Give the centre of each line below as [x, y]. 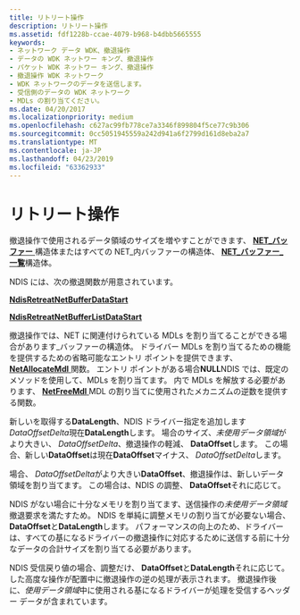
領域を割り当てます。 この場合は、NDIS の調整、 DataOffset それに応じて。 [147, 485]
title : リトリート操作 [47, 17]
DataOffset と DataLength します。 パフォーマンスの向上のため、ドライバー [146, 527]
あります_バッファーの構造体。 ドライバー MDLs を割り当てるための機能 [158, 347]
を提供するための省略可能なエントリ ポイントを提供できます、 [124, 358]
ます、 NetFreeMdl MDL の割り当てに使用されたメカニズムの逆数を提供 [149, 392]
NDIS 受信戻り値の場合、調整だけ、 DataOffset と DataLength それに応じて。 [150, 568]
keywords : [28, 42]
